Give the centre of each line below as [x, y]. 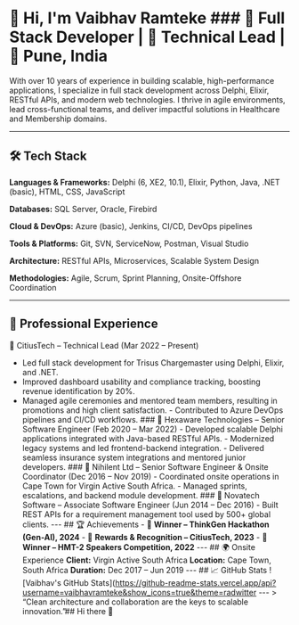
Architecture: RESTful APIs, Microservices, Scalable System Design [134, 260]
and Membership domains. [58, 119]
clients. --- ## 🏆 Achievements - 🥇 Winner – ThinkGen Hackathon [145, 524]
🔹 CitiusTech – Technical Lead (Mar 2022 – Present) [104, 345]
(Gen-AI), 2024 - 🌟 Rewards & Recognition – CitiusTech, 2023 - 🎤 [145, 537]
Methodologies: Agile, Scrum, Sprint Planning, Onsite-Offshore [125, 278]
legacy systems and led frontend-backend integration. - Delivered [143, 448]
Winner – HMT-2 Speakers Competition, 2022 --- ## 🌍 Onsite [139, 547]
